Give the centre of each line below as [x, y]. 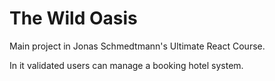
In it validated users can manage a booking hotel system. [126, 65]
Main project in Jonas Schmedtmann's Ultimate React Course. [137, 46]
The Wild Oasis [73, 18]
